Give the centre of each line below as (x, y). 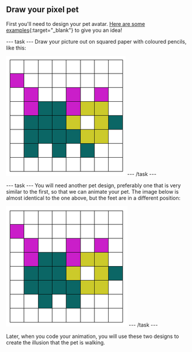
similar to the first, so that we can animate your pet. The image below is (92, 191)
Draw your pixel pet (43, 10)
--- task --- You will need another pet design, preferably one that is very (93, 185)
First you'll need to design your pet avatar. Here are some (76, 24)
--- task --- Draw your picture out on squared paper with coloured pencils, (96, 41)
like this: (16, 48)
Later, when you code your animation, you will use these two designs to (92, 336)
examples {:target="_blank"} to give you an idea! (64, 30)
